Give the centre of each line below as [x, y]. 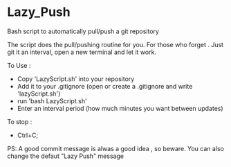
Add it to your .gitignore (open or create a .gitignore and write [105, 86]
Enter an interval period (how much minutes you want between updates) [120, 108]
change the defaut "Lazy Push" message [66, 156]
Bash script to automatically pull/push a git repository [83, 31]
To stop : [20, 121]
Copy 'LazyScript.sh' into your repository [76, 79]
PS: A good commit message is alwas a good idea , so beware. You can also [116, 148]
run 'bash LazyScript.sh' [52, 100]
